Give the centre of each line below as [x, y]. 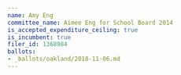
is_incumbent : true [39, 37]
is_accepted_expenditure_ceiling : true [73, 30]
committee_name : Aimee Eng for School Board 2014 [90, 23]
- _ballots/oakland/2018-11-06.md [64, 59]
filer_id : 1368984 [37, 45]
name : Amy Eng [31, 15]
